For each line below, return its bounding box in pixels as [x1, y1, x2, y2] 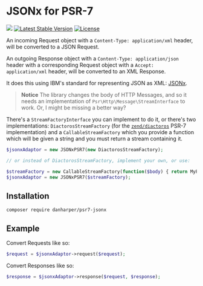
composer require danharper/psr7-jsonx [6, 207, 107, 213]
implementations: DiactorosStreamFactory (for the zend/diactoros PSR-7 [6, 122, 187, 129]
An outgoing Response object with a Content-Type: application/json [6, 54, 179, 62]
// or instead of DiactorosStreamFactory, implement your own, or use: [6, 157, 190, 164]
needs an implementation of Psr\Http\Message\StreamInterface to [21, 97, 185, 105]
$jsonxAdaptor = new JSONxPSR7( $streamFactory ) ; [6, 174, 131, 180]
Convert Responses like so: [6, 262, 74, 269]
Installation [6, 190, 50, 201]
